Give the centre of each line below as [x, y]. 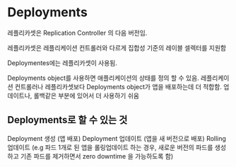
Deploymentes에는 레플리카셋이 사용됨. [63, 63]
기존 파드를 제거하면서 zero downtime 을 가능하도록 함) [97, 156]
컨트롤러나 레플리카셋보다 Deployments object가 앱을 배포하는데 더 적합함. [118, 86]
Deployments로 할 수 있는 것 [67, 120]
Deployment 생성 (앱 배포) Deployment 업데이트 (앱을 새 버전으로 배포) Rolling [117, 138]
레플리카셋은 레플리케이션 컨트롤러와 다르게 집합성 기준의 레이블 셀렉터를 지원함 [117, 47]
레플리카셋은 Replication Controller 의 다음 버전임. [77, 33]
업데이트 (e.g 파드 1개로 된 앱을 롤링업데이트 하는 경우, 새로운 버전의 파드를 [110, 147]
